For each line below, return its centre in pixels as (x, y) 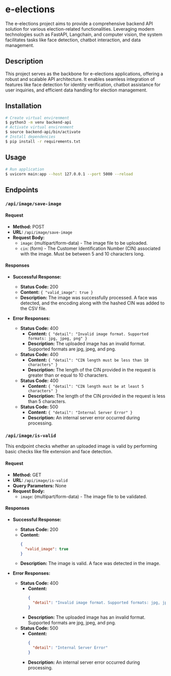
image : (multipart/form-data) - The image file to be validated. (84, 496)
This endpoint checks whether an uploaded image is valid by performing (81, 446)
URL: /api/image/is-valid (40, 480)
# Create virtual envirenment (37, 118)
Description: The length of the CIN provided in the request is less (96, 396)
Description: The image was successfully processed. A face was (89, 298)
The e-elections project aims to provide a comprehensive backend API (79, 24)
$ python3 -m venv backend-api (38, 123)
